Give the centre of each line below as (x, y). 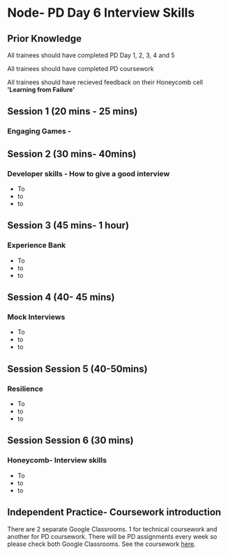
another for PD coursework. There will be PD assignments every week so (112, 536)
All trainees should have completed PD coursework (81, 69)
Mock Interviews (36, 317)
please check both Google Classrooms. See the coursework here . (102, 544)
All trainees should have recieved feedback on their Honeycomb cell (105, 82)
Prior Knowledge (45, 39)
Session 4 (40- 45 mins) (61, 297)
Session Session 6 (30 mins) (70, 440)
